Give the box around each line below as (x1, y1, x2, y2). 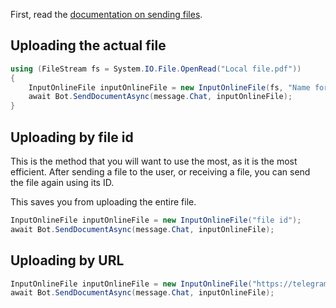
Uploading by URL (10, 252, 125, 269)
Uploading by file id (10, 129, 134, 146)
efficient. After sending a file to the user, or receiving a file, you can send (10, 166, 311, 178)
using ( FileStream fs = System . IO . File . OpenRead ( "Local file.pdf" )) (10, 64, 302, 74)
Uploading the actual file (10, 37, 167, 54)
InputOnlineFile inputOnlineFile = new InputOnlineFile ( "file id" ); (10, 215, 302, 225)
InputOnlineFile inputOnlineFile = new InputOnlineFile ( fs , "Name (28, 82, 311, 93)
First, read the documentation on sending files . (10, 9, 203, 20)
